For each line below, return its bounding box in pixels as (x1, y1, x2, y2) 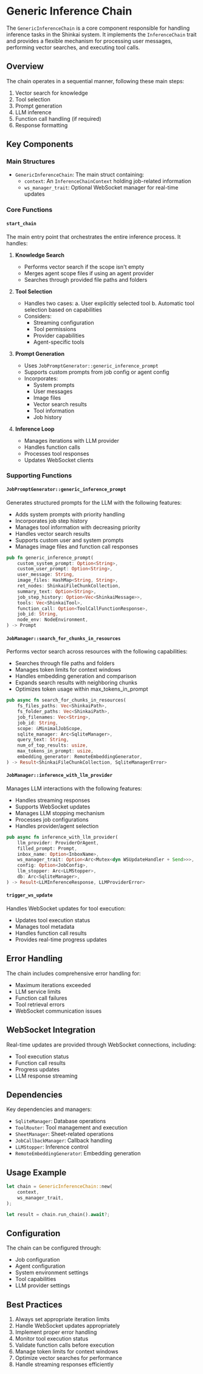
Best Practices (6, 1299, 63, 1310)
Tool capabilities (15, 1276, 57, 1283)
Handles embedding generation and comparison (15, 672, 137, 680)
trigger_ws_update (6, 892, 53, 898)
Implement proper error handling (15, 1328, 97, 1336)
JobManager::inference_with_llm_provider (6, 773, 113, 779)
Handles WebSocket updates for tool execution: (6, 905, 126, 912)
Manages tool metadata (15, 923, 75, 931)
